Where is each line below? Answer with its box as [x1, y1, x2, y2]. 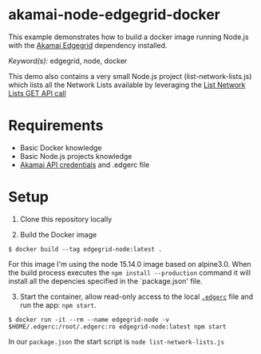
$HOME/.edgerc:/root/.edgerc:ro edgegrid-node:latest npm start [8, 322, 227, 331]
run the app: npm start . [19, 300, 97, 309]
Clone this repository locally [19, 214, 113, 224]
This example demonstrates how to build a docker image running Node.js [8, 32, 249, 42]
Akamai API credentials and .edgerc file [19, 160, 150, 169]
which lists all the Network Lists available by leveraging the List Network [8, 80, 246, 89]
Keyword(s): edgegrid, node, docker [8, 56, 128, 66]
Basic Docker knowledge [19, 142, 102, 153]
